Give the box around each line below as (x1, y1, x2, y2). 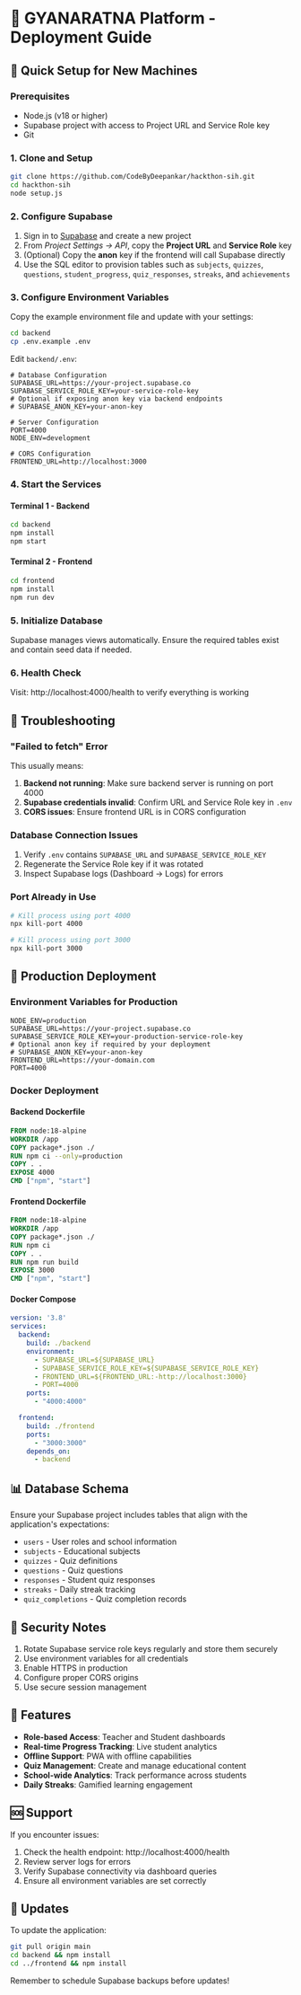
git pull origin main (10, 1942, 91, 1952)
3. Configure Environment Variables (10, 291, 169, 304)
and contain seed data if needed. (10, 644, 133, 655)
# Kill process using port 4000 (10, 911, 131, 920)
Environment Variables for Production (10, 996, 178, 1009)
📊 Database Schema (10, 1481, 129, 1496)
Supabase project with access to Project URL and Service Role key (22, 119, 271, 130)
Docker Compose (10, 1293, 77, 1304)
